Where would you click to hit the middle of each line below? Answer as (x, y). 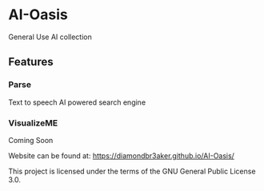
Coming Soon (31, 140)
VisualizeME (33, 123)
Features (31, 62)
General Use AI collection (50, 37)
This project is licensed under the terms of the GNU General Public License (132, 171)
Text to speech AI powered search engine (77, 102)
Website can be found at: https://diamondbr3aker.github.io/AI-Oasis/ (121, 155)
